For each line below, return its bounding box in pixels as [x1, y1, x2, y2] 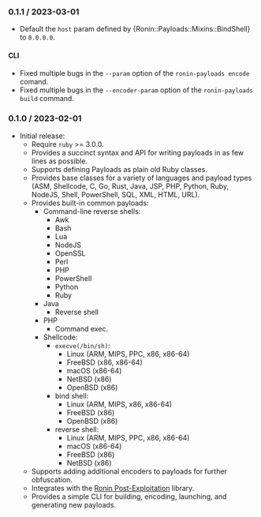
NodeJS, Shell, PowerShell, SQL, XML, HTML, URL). [31, 189, 200, 199]
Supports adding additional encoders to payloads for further [31, 466, 227, 476]
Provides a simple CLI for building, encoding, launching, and [31, 492, 227, 501]
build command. [19, 93, 75, 103]
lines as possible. [31, 156, 88, 166]
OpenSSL [54, 248, 86, 258]
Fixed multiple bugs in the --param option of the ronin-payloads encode [19, 68, 250, 77]
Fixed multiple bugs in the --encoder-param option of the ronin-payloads [19, 85, 254, 95]
